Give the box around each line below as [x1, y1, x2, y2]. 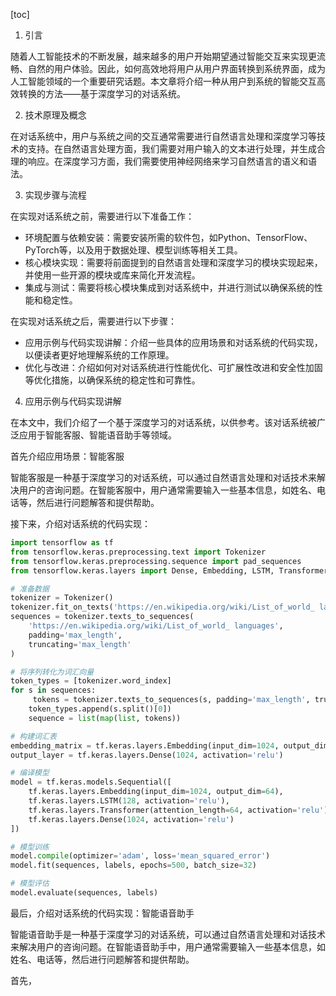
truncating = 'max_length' [28, 639, 132, 649]
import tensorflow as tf [10, 538, 114, 548]
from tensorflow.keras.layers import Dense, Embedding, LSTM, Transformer [10, 565, 329, 576]
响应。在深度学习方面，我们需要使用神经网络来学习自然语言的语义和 [27, 155, 308, 167]
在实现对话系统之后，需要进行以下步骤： [10, 315, 177, 327]
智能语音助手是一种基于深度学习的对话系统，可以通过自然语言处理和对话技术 [10, 928, 326, 940]
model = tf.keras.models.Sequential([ [10, 777, 172, 788]
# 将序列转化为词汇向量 [10, 667, 95, 677]
